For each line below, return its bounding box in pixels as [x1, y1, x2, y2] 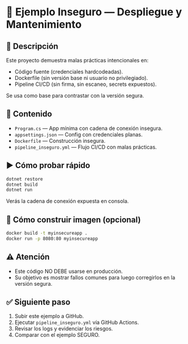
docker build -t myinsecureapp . [6, 231, 88, 236]
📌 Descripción [6, 41, 59, 51]
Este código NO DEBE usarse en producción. [14, 268, 123, 275]
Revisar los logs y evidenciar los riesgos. [14, 325, 113, 332]
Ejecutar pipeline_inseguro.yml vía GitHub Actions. [14, 319, 139, 326]
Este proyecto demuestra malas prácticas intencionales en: [6, 57, 149, 64]
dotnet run [6, 187, 33, 193]
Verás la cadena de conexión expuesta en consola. [6, 198, 129, 205]
